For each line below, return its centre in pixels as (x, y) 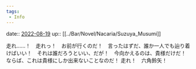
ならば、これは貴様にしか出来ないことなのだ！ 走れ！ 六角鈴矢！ (87, 60)
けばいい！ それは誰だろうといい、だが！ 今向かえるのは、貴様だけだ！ (96, 53)
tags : (13, 11)
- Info (17, 17)
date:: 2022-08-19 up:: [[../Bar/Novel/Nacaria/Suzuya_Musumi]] (84, 33)
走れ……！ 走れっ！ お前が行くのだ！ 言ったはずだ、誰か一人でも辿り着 (98, 46)
